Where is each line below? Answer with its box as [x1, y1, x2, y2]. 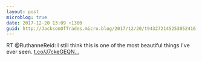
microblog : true [6, 14, 47, 20]
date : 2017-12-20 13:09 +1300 [6, 20, 83, 26]
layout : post [6, 8, 39, 15]
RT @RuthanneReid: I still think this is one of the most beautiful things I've [6, 42, 191, 49]
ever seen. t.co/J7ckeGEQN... [6, 48, 80, 56]
